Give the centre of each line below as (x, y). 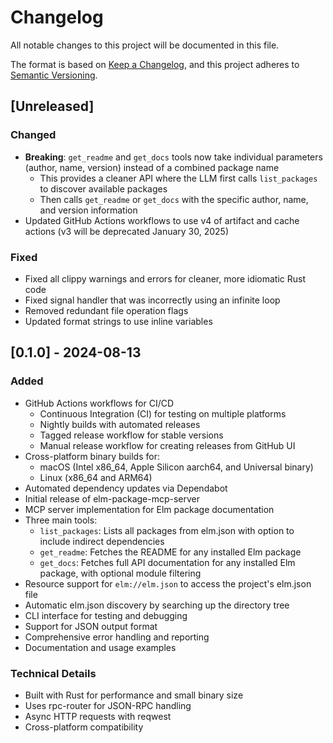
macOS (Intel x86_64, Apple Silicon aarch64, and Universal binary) (176, 467)
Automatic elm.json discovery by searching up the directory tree (157, 605)
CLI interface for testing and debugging (106, 615)
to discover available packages (103, 188)
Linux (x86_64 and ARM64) (96, 477)
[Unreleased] (52, 106)
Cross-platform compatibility (84, 727)
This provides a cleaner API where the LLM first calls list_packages (178, 178)
